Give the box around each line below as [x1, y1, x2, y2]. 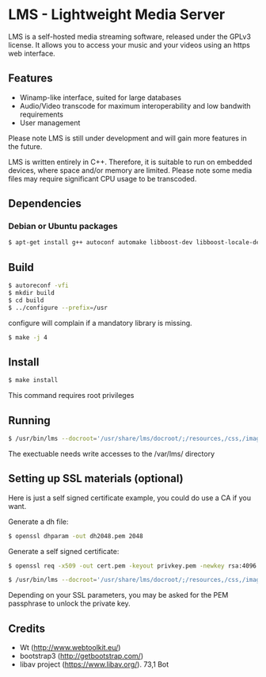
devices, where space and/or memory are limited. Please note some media [8, 165, 253, 175]
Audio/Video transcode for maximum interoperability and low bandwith [19, 101, 251, 110]
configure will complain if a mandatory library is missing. [8, 318, 192, 327]
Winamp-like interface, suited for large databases [19, 93, 182, 102]
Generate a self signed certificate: [8, 546, 120, 556]
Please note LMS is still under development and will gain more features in [8, 133, 247, 143]
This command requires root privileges [8, 391, 135, 400]
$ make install [8, 377, 59, 384]
